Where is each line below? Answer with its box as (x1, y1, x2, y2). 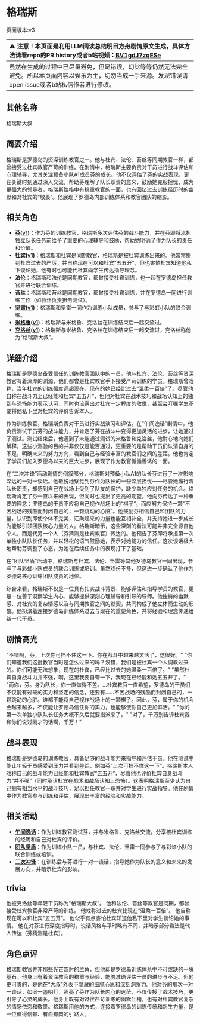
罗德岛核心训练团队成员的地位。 (6, 572, 85, 580)
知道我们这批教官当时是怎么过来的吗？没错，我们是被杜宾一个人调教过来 (11, 658, 189, 666)
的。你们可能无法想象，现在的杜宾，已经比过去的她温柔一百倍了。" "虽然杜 (6, 666, 190, 673)
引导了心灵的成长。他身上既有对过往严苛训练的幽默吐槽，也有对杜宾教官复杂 (6, 996, 194, 1003)
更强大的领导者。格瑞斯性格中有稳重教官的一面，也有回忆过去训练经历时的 (6, 186, 189, 193)
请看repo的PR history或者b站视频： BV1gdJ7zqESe (15, 51, 161, 59)
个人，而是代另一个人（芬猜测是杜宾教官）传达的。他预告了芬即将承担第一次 (6, 530, 194, 537)
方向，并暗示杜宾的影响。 (20, 865, 83, 872)
